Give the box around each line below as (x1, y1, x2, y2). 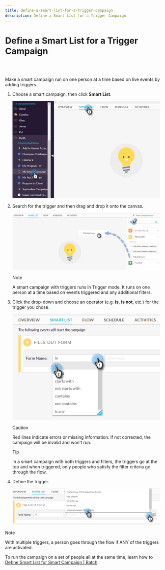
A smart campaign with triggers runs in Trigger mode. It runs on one (12, 284, 150, 290)
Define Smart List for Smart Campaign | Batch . (5, 559, 99, 565)
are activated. (5, 544, 33, 550)
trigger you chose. (12, 304, 50, 310)
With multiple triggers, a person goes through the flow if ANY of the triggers (5, 539, 159, 545)
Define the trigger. (12, 478, 50, 484)
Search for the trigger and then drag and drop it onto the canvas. (12, 203, 144, 209)
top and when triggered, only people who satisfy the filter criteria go (12, 463, 151, 469)
